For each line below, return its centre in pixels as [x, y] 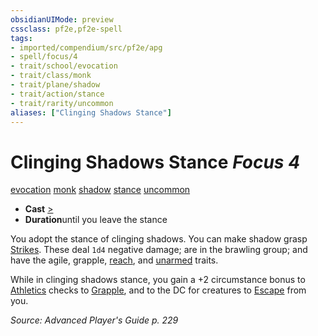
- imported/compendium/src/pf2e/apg [86, 47]
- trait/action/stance [57, 94]
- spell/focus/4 [44, 57]
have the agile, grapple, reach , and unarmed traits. [114, 260]
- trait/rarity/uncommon [62, 103]
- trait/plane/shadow [55, 85]
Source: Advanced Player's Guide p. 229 [94, 320]
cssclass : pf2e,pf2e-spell [66, 29]
